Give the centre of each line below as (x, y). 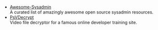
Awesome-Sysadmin (30, 7)
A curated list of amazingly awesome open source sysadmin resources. (81, 12)
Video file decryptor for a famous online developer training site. (73, 22)
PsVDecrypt (22, 17)
